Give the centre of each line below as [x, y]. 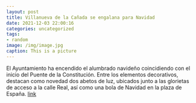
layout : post [23, 12]
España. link [21, 93]
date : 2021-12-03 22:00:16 [40, 23]
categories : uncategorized [40, 29]
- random [17, 40]
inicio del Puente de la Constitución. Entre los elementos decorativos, [92, 74]
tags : [13, 34]
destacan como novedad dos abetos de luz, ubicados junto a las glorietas [98, 81]
